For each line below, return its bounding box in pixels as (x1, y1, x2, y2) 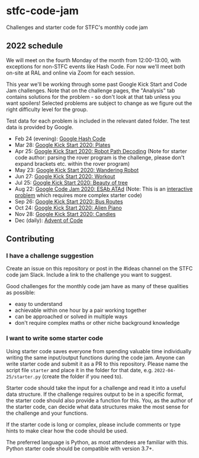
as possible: (6, 289, 36, 296)
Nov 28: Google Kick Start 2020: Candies (14, 210, 116, 217)
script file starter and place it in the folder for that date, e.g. (6, 366, 153, 373)
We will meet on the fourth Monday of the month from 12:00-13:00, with (6, 56, 181, 63)
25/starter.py (6, 374, 41, 380)
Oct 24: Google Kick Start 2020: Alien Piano (14, 204, 123, 211)
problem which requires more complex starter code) (14, 191, 142, 199)
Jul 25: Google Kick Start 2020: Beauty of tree (14, 179, 129, 186)
